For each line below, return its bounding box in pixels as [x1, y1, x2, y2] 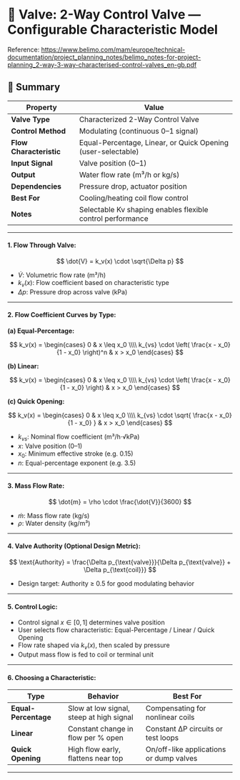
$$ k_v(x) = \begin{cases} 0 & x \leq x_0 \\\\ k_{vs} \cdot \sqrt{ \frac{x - [8, 411, 218, 419]
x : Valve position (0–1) [17, 441, 83, 450]
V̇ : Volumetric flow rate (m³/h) [17, 271, 106, 279]
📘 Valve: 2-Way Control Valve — [7, 6, 201, 23]
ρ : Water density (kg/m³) [17, 519, 91, 527]
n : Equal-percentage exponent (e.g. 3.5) [17, 459, 136, 467]
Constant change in [67, 724, 134, 734]
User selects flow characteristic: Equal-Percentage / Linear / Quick [17, 626, 215, 634]
